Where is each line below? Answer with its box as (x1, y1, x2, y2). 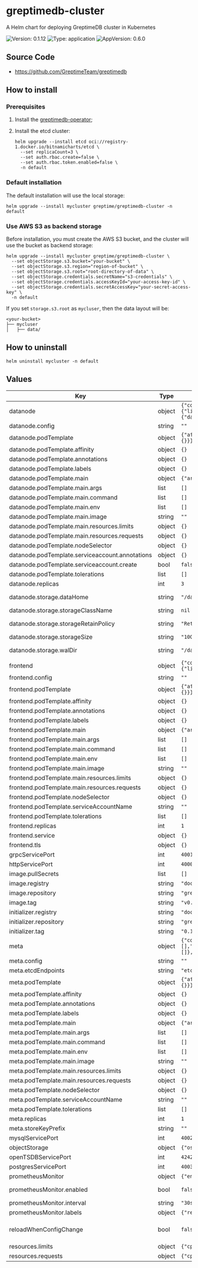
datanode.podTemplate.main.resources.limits (9, 522, 134, 530)
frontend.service (9, 831, 55, 839)
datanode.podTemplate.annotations (9, 455, 108, 463)
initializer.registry (9, 908, 57, 916)
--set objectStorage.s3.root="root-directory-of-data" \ (11, 269, 154, 275)
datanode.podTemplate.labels (9, 465, 91, 473)
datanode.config (9, 421, 55, 430)
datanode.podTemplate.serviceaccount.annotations (9, 551, 152, 559)
